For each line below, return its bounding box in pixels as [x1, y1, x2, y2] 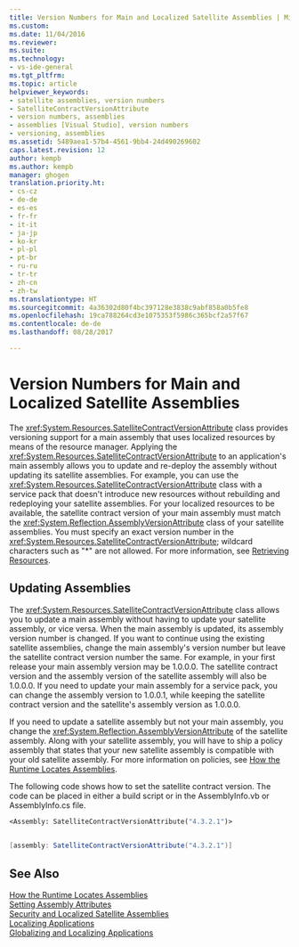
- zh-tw [9, 286, 38, 295]
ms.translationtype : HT [9, 295, 98, 304]
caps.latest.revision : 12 [9, 145, 105, 154]
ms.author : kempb [9, 162, 74, 171]
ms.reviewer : [9, 37, 58, 47]
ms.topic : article [9, 79, 77, 88]
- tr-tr [9, 270, 38, 279]
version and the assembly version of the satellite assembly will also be [9, 670, 267, 682]
